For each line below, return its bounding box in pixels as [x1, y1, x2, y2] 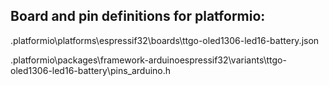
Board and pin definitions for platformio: [10, 8, 266, 25]
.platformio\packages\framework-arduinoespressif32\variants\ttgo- [10, 54, 287, 66]
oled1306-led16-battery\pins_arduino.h [10, 64, 172, 76]
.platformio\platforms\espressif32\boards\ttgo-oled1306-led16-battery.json [10, 34, 320, 46]
